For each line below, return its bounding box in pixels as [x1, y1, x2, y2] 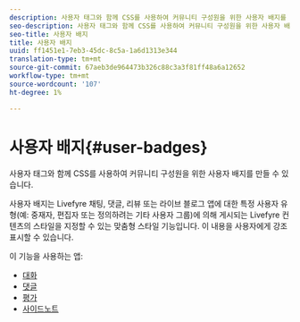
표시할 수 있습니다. [9, 232, 74, 242]
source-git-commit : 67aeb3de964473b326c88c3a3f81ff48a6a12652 [9, 64, 246, 72]
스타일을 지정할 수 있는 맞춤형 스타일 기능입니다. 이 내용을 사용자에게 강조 [32, 221, 288, 232]
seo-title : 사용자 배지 [9, 30, 88, 38]
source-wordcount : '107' [9, 80, 102, 89]
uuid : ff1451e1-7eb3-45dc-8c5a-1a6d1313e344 [9, 47, 178, 55]
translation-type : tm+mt [9, 55, 102, 64]
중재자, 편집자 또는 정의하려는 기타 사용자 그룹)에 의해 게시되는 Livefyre [30, 209, 280, 220]
